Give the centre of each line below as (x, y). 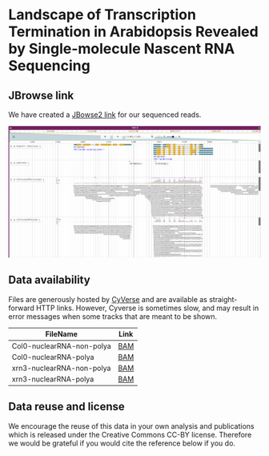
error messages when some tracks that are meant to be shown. (113, 316)
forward (21, 308)
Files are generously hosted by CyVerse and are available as (108, 299)
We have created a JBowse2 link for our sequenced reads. (105, 115)
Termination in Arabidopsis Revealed (133, 32)
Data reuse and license (67, 407)
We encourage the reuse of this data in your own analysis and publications (131, 426)
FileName (62, 334)
